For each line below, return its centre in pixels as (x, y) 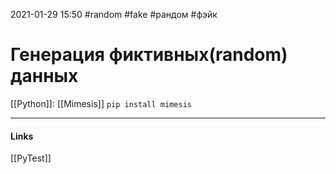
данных (44, 76)
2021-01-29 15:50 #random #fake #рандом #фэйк (114, 14)
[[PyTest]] (31, 158)
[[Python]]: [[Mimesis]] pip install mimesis (101, 103)
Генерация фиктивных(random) (149, 55)
